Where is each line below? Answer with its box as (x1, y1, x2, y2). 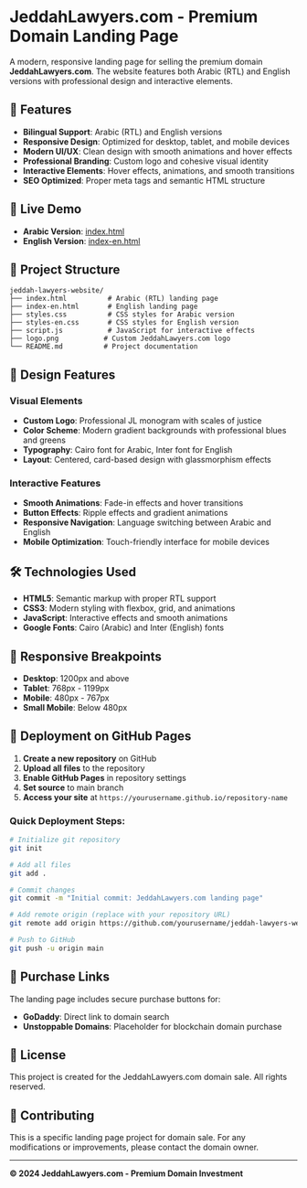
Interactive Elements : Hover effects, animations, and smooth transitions (22, 165, 295, 176)
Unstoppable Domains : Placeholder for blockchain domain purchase (22, 1021, 282, 1032)
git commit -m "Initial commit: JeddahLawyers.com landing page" (9, 894, 263, 903)
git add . (9, 869, 48, 878)
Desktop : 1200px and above (22, 672, 130, 683)
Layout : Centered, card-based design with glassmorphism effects (22, 455, 271, 466)
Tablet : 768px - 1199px (22, 682, 110, 693)
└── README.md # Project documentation (9, 342, 198, 351)
